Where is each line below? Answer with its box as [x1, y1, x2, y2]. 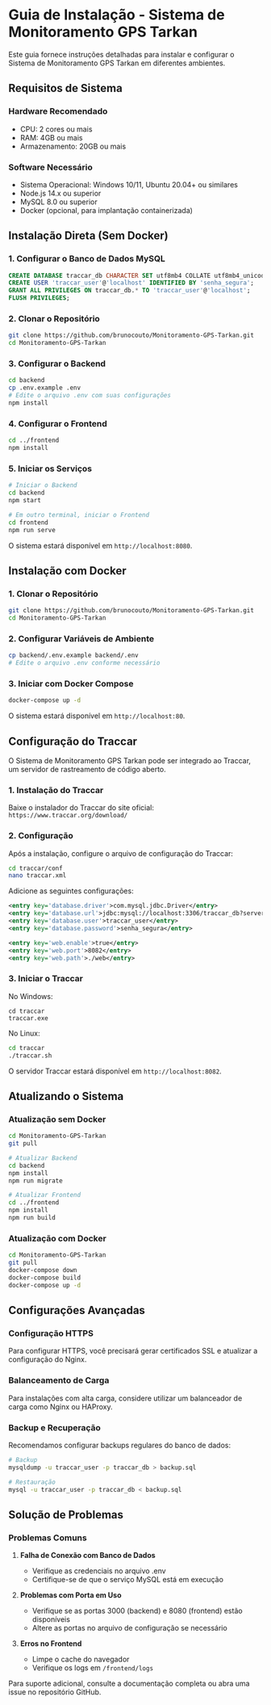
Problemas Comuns [8, 1532, 87, 1543]
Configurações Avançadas [8, 1304, 145, 1317]
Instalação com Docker [8, 564, 127, 577]
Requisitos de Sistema [8, 82, 123, 95]
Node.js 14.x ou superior [19, 188, 102, 198]
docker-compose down [8, 1266, 78, 1275]
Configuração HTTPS [8, 1327, 94, 1338]
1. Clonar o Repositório [8, 588, 98, 599]
